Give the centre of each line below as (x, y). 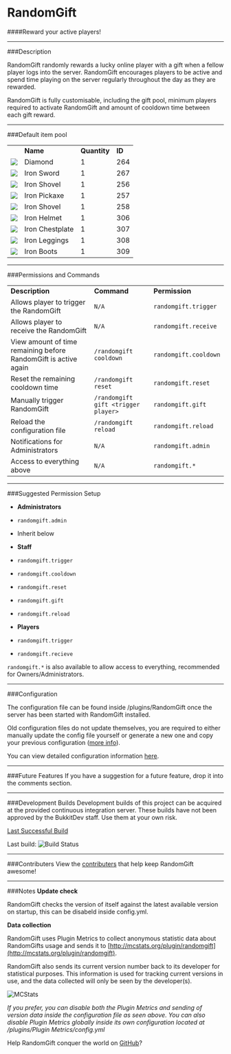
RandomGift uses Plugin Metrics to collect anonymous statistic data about (112, 938)
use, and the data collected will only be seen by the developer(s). (100, 981)
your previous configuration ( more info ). (64, 742)
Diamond (39, 162)
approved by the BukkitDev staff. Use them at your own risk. (92, 817)
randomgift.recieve (45, 654)
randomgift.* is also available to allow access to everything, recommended (113, 666)
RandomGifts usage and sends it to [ (58, 945)
